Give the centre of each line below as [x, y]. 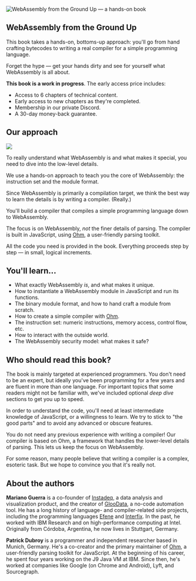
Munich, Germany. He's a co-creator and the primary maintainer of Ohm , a [97, 547]
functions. [27, 297]
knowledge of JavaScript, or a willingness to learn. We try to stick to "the [94, 417]
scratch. [25, 310]
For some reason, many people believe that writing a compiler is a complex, [98, 459]
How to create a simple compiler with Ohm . [67, 316]
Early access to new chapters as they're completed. [77, 101]
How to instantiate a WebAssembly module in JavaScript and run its [97, 291]
